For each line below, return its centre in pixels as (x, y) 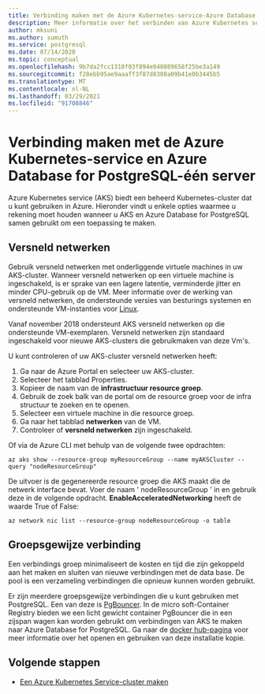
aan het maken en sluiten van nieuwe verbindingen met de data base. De (127, 572)
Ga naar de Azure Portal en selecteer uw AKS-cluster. (107, 371)
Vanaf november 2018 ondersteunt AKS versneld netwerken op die (117, 323)
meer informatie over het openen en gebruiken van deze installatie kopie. (127, 638)
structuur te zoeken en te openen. (75, 405)
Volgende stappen (54, 663)
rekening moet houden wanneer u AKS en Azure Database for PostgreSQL (129, 215)
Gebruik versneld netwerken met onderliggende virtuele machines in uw (125, 267)
